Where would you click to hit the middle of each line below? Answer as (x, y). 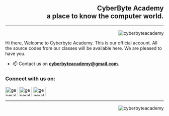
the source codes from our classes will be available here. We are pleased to (83, 48)
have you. (15, 53)
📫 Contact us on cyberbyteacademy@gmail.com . (66, 64)
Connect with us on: (30, 79)
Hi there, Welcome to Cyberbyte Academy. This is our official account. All (81, 43)
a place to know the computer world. (105, 16)
